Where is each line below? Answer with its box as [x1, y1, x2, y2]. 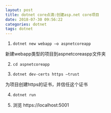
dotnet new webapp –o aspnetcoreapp [12, 41, 91, 46]
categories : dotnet [5, 21, 47, 27]
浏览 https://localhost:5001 [12, 102, 69, 108]
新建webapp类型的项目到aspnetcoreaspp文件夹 [5, 51, 106, 57]
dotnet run [12, 93, 36, 98]
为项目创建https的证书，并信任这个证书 [5, 81, 88, 88]
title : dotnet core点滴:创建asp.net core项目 [5, 12, 100, 17]
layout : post [5, 7, 33, 13]
